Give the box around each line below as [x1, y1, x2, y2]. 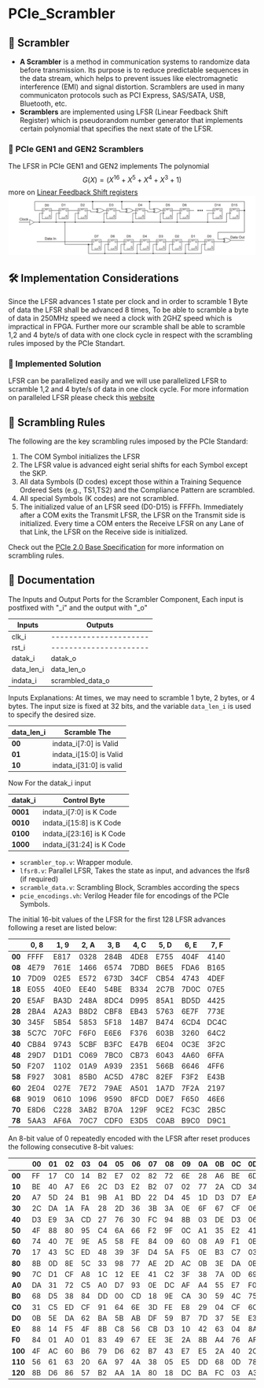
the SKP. [19, 468, 48, 477]
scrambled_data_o [50, 675, 110, 685]
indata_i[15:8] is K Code [42, 818, 122, 827]
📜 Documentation [8, 573, 96, 587]
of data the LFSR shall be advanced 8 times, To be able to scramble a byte [8, 305, 249, 314]
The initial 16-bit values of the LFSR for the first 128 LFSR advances [8, 915, 226, 924]
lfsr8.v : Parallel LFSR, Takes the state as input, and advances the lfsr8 [19, 866, 250, 875]
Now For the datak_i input [8, 778, 92, 788]
